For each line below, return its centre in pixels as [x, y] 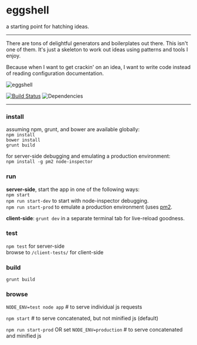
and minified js [24, 336]
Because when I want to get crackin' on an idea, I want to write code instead [98, 67]
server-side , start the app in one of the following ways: [73, 189]
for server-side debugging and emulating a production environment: [88, 156]
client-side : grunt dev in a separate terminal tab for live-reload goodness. [95, 218]
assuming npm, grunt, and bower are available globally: [73, 129]
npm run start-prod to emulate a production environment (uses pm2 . [89, 207]
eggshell [28, 10]
